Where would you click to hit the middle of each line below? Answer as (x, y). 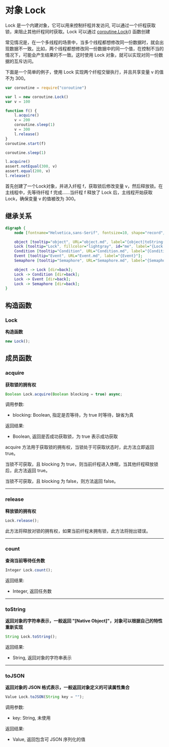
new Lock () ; (18, 341)
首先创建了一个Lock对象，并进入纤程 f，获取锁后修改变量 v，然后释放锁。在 (84, 186)
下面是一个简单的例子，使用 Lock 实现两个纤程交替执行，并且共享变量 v (79, 72)
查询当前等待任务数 (25, 560)
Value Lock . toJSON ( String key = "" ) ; (45, 697)
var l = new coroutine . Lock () (37, 97)
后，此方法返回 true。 (28, 471)
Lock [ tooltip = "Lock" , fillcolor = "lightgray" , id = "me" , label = (82, 247)
